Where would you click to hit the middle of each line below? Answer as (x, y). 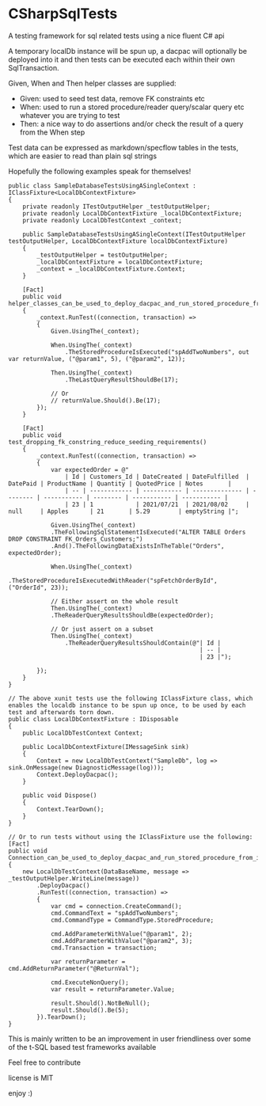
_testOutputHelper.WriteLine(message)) (74, 878)
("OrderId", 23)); (38, 587)
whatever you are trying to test (70, 115)
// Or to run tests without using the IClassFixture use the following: (131, 837)
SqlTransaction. (34, 67)
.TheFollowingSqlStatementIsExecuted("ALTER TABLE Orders (148, 532)
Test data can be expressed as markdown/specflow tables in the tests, (123, 147)
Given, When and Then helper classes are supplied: (92, 83)
